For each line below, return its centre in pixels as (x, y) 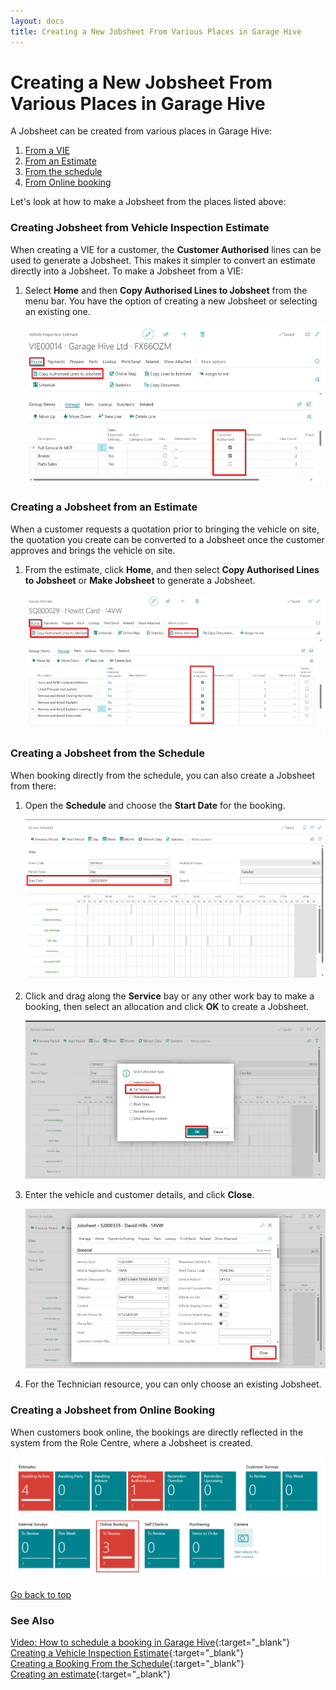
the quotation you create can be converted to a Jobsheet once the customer (167, 539)
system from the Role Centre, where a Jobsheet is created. (131, 1442)
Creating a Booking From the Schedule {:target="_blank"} (127, 1664)
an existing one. (57, 311)
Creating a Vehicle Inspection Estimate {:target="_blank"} (127, 1653)
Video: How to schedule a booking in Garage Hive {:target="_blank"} (150, 1642)
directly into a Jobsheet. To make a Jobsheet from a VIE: (127, 271)
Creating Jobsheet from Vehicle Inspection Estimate (140, 228)
